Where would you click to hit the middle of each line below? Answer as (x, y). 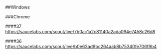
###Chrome (17, 17)
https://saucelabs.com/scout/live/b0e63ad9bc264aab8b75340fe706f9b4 (81, 46)
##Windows (17, 7)
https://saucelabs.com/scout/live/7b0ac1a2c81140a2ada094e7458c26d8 (80, 31)
